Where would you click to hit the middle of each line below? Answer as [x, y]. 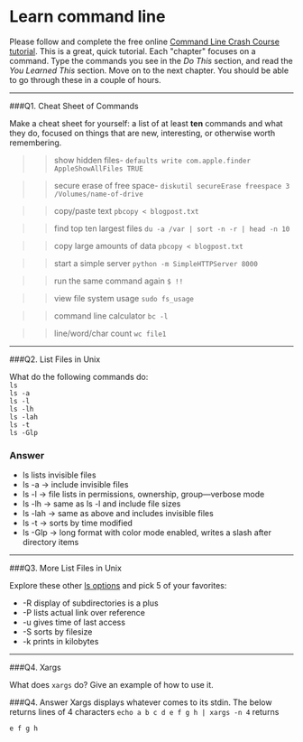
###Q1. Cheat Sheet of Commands [74, 106]
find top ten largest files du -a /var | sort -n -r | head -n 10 [172, 228]
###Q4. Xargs [35, 668]
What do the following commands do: [79, 376]
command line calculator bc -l [111, 315]
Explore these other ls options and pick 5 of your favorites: [118, 586]
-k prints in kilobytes [60, 642]
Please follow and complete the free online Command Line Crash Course [144, 42]
